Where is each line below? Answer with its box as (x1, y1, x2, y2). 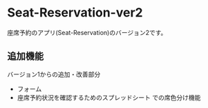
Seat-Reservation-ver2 (7, 5, 143, 21)
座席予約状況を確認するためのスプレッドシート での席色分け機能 (17, 93, 201, 101)
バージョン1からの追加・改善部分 (7, 70, 101, 78)
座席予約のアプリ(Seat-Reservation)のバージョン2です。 (7, 28, 167, 36)
